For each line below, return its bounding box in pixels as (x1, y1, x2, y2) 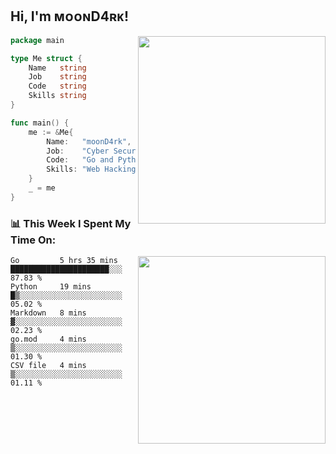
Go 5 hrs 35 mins (10, 256, 118, 266)
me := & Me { (28, 127, 74, 137)
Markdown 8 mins (10, 308, 87, 318)
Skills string (28, 91, 87, 101)
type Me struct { (10, 53, 83, 63)
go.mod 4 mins (10, 334, 87, 345)
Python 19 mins (10, 282, 92, 292)
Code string (28, 81, 87, 92)
